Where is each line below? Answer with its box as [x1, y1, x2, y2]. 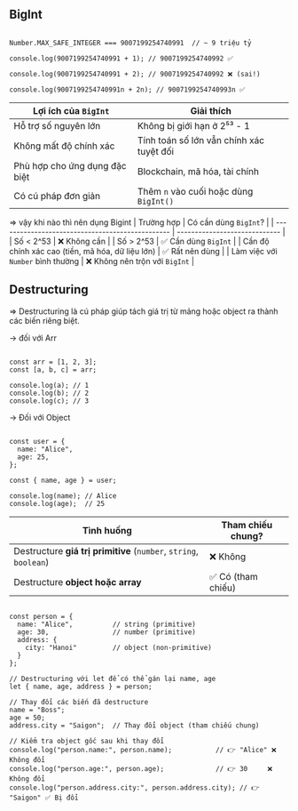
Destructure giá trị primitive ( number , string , [13, 544, 200, 557]
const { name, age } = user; [9, 476, 117, 485]
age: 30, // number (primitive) [17, 627, 197, 637]
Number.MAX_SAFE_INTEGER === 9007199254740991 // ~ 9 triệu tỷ [9, 38, 252, 47]
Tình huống [82, 524, 133, 536]
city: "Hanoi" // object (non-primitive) [25, 643, 213, 652]
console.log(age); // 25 [9, 499, 105, 508]
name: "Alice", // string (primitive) [17, 620, 197, 629]
